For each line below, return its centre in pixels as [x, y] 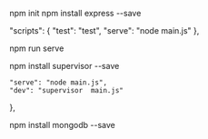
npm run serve [37, 48]
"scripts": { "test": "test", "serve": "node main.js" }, [104, 30]
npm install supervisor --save [64, 66]
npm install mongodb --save [62, 125]
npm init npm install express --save [75, 13]
